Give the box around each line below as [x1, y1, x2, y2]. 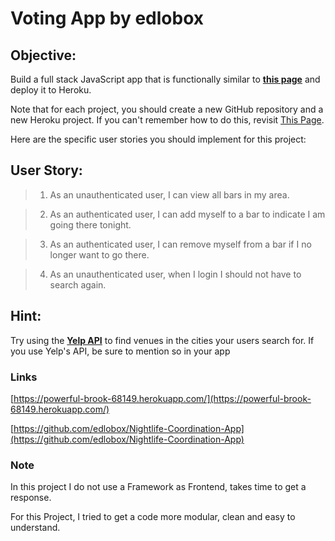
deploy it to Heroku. [10, 84, 92, 96]
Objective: [10, 47, 77, 64]
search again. [49, 278, 107, 291]
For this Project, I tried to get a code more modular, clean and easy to [10, 511, 296, 523]
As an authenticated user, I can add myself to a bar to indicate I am [49, 208, 326, 220]
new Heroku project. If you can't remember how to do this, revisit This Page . [10, 114, 325, 126]
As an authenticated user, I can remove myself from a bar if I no [49, 238, 312, 250]
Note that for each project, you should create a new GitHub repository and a [10, 103, 324, 115]
